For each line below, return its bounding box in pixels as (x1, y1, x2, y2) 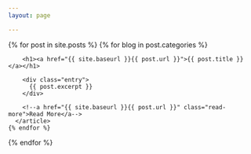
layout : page (8, 11, 51, 20)
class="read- (183, 103, 226, 111)
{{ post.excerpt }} (28, 82, 93, 90)
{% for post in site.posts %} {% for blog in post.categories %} (8, 40, 208, 49)
